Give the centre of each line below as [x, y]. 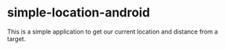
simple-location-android [78, 13]
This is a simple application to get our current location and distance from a [112, 32]
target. [17, 38]
